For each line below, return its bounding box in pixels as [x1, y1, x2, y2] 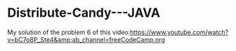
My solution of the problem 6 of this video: [7, 28, 131, 36]
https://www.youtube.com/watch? [129, 28, 229, 36]
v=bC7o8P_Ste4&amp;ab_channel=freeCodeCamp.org [7, 35, 165, 43]
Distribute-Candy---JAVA [7, 5, 160, 21]
